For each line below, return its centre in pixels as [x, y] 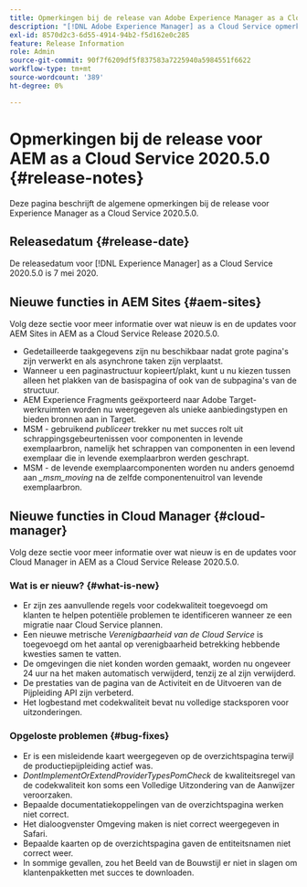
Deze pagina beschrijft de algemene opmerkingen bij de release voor [139, 203]
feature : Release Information [67, 43]
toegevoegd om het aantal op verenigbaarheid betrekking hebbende [151, 644]
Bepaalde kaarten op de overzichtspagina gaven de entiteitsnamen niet [157, 843]
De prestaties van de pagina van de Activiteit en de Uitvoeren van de [152, 683]
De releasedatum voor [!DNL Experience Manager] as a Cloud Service [141, 264]
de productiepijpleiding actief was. [88, 766]
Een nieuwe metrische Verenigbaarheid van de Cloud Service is [143, 635]
